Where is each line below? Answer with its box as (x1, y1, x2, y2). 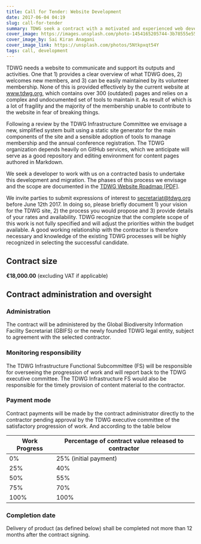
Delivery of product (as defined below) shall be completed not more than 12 (6, 525, 193, 532)
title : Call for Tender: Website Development (6, 8, 121, 15)
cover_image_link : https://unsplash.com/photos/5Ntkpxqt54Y (6, 42, 160, 48)
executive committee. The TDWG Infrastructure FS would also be (6, 375, 167, 382)
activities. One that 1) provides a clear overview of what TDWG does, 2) (6, 70, 182, 78)
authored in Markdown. (6, 158, 64, 165)
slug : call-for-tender (6, 20, 63, 26)
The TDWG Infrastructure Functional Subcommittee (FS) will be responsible (6, 362, 193, 369)
